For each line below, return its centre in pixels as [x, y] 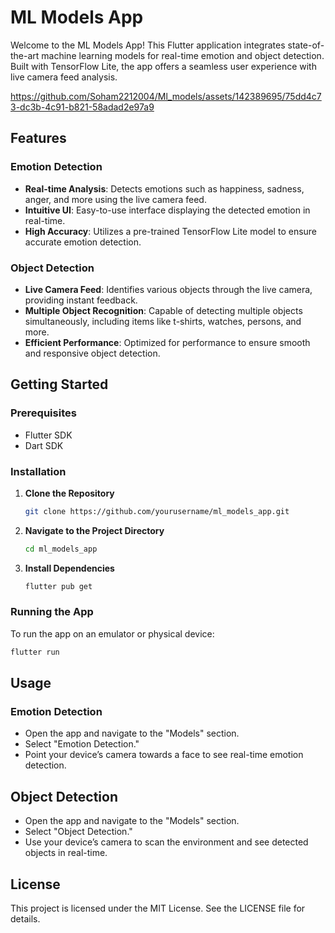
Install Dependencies [69, 568]
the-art [25, 55]
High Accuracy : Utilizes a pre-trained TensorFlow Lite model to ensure [171, 231]
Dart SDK [44, 445]
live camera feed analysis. [64, 77]
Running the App [52, 612]
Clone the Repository [69, 493]
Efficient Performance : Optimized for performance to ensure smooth [167, 342]
